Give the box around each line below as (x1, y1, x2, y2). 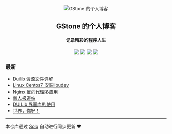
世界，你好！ (12, 107, 40, 114)
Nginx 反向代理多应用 (12, 88, 58, 95)
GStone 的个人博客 (56, 22, 116, 31)
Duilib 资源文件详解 (12, 76, 53, 82)
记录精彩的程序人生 (66, 37, 106, 43)
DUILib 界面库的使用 (12, 101, 55, 107)
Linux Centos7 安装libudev (12, 82, 69, 88)
